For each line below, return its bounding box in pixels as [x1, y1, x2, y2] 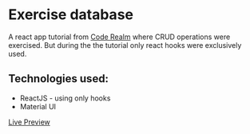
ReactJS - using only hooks [19, 93, 111, 103]
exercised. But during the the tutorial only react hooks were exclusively [8, 40, 242, 49]
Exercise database [8, 6, 134, 24]
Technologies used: [8, 72, 109, 85]
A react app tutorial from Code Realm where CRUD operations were [8, 32, 231, 41]
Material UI [19, 101, 57, 111]
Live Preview [8, 117, 50, 127]
